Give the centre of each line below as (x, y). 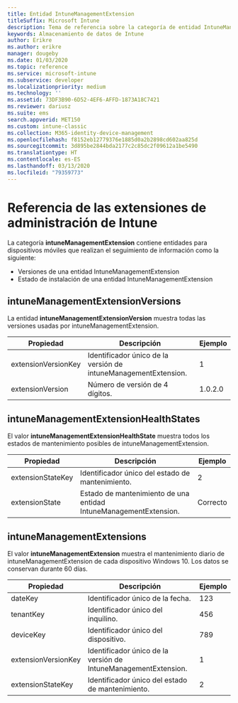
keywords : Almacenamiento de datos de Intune (75, 34)
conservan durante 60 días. (48, 569)
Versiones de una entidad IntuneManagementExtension (98, 272)
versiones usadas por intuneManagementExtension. (83, 326)
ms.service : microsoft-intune (52, 73)
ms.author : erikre (34, 47)
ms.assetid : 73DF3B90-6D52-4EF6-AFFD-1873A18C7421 (84, 100)
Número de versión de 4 (128, 385)
